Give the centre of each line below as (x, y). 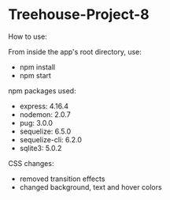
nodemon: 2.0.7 (45, 114)
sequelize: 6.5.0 (45, 131)
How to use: (28, 36)
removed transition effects (62, 179)
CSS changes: (31, 163)
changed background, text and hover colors (91, 187)
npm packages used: (42, 91)
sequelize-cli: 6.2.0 (51, 139)
